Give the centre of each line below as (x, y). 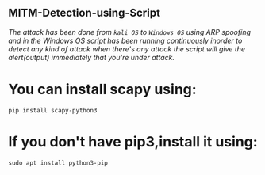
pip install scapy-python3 (53, 110)
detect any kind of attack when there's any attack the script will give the (127, 49)
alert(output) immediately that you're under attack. (92, 57)
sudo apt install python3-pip (58, 163)
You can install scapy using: (102, 89)
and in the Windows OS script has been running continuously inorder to (125, 40)
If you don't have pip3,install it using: (133, 141)
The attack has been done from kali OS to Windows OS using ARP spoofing (130, 32)
